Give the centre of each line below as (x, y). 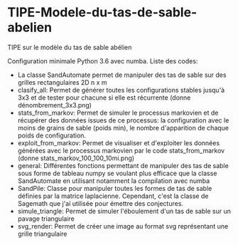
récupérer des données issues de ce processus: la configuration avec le (123, 120)
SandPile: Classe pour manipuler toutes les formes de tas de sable (115, 188)
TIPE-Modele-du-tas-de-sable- (102, 12)
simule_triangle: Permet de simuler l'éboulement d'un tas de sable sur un (124, 211)
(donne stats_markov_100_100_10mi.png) (76, 158)
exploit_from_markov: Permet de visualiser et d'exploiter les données (119, 142)
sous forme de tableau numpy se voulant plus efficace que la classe (117, 173)
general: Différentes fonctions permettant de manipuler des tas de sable (123, 165)
